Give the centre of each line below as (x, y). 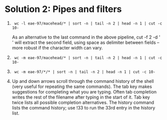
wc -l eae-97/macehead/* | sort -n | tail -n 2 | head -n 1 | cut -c (88, 23)
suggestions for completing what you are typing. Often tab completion (84, 91)
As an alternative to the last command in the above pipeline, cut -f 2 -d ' (86, 37)
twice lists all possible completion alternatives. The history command (83, 102)
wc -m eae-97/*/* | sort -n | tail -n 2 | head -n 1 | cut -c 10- (85, 72)
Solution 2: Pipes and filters (63, 9)
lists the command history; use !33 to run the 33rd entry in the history (83, 107)
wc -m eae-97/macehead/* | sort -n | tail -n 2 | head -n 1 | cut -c (88, 58)
